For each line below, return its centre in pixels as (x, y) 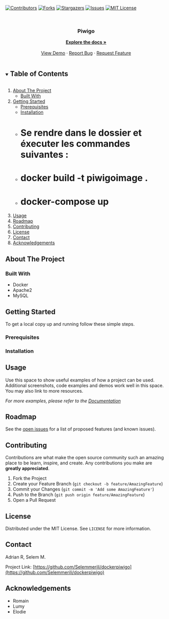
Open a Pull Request (34, 500)
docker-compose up (65, 201)
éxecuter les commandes (75, 144)
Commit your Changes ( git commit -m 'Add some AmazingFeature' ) (83, 489)
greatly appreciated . (27, 468)
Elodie (19, 611)
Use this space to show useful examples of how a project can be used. (80, 380)
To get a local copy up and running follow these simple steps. (70, 324)
